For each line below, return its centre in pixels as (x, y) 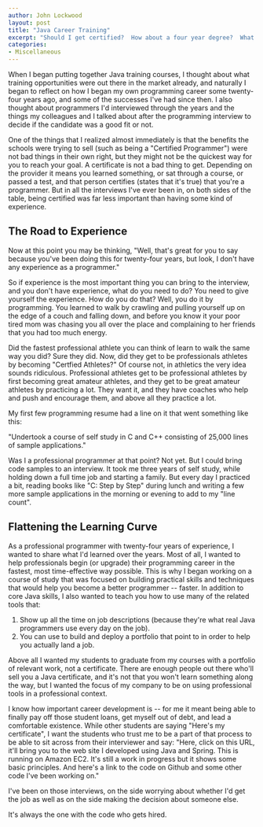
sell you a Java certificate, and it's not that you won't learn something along (131, 677)
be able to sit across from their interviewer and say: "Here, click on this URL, (131, 742)
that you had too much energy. (58, 332)
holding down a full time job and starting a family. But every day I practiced (129, 477)
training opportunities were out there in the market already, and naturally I (127, 83)
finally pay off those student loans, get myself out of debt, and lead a (120, 717)
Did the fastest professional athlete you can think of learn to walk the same (129, 348)
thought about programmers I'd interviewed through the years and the (121, 108)
